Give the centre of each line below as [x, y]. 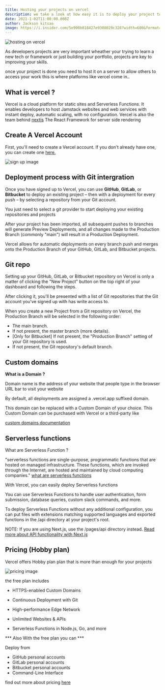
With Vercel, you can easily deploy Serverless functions [61, 485]
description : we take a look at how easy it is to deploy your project [80, 14]
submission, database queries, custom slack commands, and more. [73, 500]
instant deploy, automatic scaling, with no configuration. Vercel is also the [80, 114]
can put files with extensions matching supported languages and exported [80, 514]
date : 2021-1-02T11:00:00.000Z [37, 19]
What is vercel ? [30, 92]
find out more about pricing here [38, 682]
